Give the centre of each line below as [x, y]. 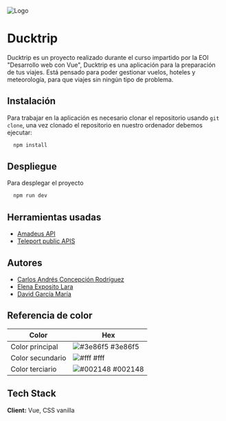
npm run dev [31, 196]
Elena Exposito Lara [45, 287]
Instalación [32, 101]
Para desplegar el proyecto [45, 183]
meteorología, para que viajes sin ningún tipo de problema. [90, 79]
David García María [44, 294]
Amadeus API [36, 234]
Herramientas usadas [54, 217]
